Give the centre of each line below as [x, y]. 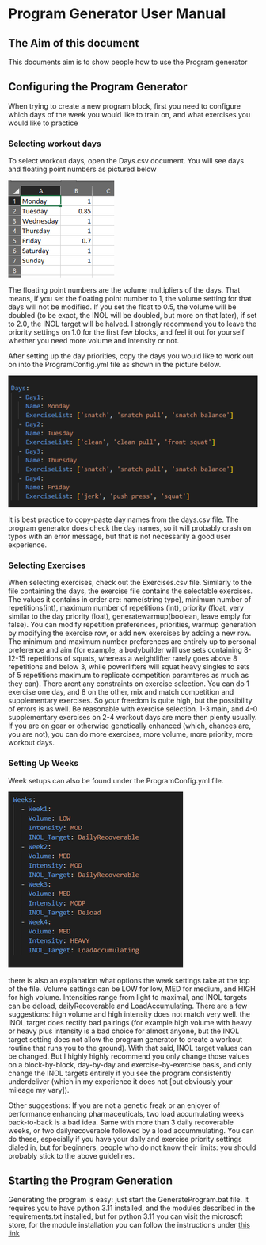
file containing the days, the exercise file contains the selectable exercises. [131, 591]
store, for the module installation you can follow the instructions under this [129, 1225]
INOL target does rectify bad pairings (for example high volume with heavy [130, 1022]
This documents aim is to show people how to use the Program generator [128, 62]
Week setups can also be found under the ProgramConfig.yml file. [116, 780]
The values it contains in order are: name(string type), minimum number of [130, 600]
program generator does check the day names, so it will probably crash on [130, 528]
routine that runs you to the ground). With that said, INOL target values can [130, 1048]
